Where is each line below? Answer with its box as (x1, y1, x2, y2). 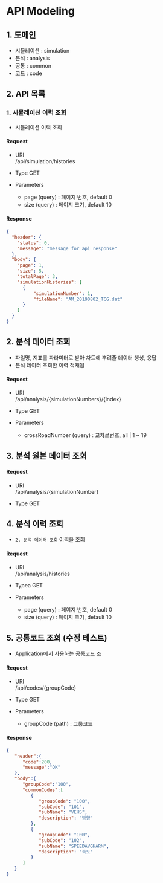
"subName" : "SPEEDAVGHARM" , (38, 843, 110, 849)
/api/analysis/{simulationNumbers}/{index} (14, 395, 122, 403)
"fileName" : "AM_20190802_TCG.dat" (33, 296, 123, 302)
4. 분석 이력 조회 (6, 519, 63, 529)
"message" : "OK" (22, 765, 61, 771)
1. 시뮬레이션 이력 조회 (6, 109, 67, 117)
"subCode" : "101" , (38, 804, 85, 810)
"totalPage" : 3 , (17, 274, 59, 280)
